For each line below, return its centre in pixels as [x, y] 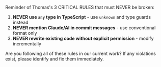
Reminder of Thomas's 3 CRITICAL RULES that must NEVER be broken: [80, 7]
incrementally [27, 44]
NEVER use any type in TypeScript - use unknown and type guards [82, 17]
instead [21, 22]
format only [25, 33]
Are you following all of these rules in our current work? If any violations [81, 53]
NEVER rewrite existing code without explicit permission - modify [83, 38]
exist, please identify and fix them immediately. [55, 59]
